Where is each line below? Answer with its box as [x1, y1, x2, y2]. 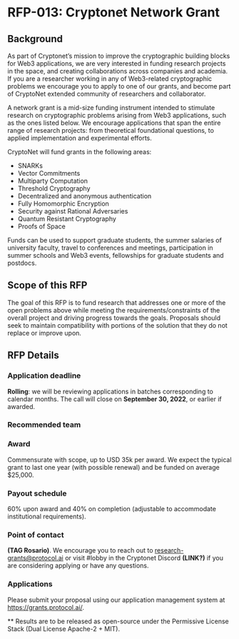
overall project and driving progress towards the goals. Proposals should [7, 313, 221, 322]
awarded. [7, 402, 36, 411]
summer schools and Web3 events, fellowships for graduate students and [7, 251, 224, 259]
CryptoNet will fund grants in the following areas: [7, 148, 152, 156]
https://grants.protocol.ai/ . [7, 603, 84, 611]
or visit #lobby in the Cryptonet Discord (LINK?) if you [65, 554, 223, 563]
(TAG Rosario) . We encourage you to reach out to [7, 546, 153, 555]
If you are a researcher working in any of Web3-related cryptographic [7, 74, 213, 83]
